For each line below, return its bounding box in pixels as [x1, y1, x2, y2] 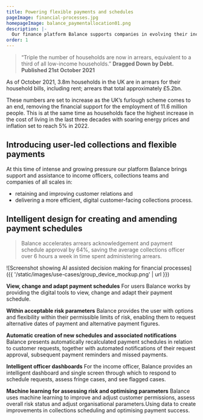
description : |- [6, 25, 47, 32]
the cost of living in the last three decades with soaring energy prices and [6, 116, 190, 123]
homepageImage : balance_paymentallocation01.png [6, 20, 131, 26]
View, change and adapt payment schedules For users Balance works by [6, 282, 191, 290]
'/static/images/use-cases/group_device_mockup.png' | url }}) [14, 270, 170, 278]
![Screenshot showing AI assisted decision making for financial [6, 264, 163, 272]
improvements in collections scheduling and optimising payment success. [6, 407, 190, 414]
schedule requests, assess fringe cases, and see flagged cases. [6, 375, 166, 382]
